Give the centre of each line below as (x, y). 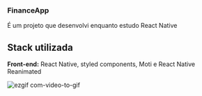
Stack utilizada (40, 47)
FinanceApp (28, 10)
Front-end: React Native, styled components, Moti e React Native (101, 64)
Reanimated (24, 72)
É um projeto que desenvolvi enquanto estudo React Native (92, 26)
